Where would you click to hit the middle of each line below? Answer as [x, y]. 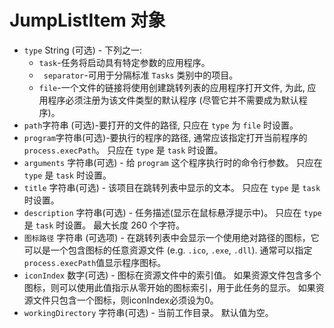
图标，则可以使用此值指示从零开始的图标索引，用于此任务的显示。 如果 [169, 287]
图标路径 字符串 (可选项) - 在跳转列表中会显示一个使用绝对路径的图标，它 [171, 237]
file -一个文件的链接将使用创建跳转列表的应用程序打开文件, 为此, [172, 87]
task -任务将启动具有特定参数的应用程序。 [124, 62]
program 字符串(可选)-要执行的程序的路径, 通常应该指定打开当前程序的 [165, 137]
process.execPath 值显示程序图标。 [95, 262]
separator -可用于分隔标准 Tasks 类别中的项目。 [141, 75]
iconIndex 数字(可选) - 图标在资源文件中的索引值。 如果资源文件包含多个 [172, 275]
